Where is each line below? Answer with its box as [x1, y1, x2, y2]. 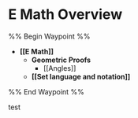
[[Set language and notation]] [31, 72, 131, 81]
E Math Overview [8, 6, 123, 24]
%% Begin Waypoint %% [8, 31, 91, 41]
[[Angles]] [43, 63, 76, 72]
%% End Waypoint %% [8, 87, 84, 96]
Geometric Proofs [31, 55, 91, 65]
